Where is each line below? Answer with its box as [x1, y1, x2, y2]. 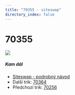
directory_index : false [5, 12, 55, 17]
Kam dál [5, 61, 23, 67]
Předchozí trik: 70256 [12, 84, 57, 90]
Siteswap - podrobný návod [12, 73, 70, 80]
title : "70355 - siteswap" [5, 7, 61, 12]
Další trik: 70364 [12, 79, 46, 85]
